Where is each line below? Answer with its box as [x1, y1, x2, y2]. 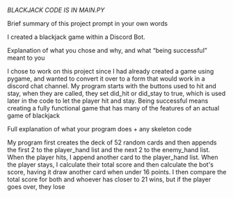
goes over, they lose [7, 183, 65, 190]
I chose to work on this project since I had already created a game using [7, 67, 214, 75]
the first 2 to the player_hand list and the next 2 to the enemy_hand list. [7, 146, 211, 154]
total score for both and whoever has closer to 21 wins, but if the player [7, 175, 211, 183]
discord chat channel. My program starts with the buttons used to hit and [7, 82, 217, 90]
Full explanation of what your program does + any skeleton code [7, 125, 192, 133]
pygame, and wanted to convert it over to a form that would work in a [7, 74, 205, 83]
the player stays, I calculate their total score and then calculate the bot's [7, 160, 214, 169]
